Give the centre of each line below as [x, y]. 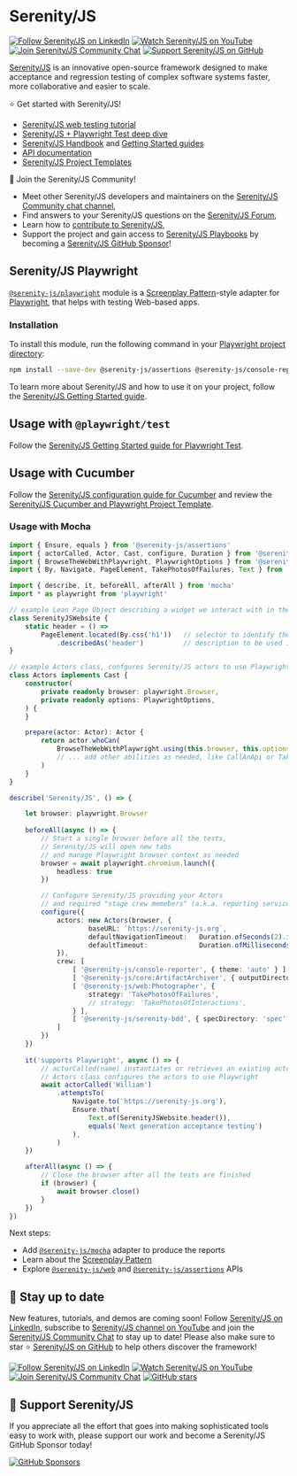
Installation [34, 325]
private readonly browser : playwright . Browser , [130, 692]
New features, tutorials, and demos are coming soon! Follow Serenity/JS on [146, 1318]
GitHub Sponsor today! [51, 1445]
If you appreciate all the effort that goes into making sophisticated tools [139, 1426]
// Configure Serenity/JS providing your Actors [132, 896]
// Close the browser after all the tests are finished [146, 1175]
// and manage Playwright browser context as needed [140, 855]
